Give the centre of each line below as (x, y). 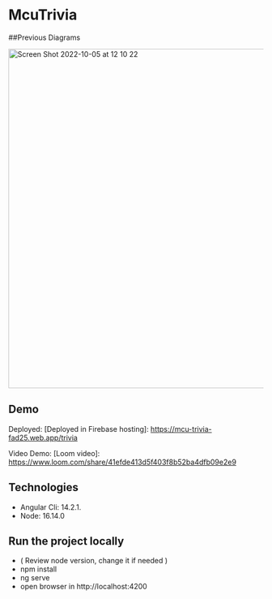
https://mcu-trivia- (181, 429)
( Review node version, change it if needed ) (94, 561)
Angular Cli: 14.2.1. (51, 507)
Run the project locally (66, 541)
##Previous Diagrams (45, 37)
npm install (38, 569)
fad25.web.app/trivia (43, 437)
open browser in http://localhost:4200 (83, 587)
